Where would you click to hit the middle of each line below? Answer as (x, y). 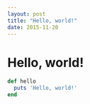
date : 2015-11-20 (33, 27)
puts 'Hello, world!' (46, 88)
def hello (22, 82)
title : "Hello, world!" (43, 21)
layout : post (27, 14)
